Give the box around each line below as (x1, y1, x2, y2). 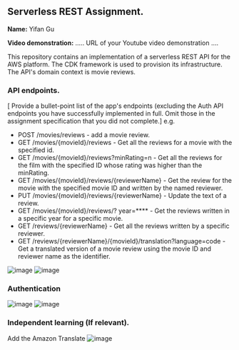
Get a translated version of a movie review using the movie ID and (17, 244, 212, 253)
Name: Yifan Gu (7, 24, 55, 33)
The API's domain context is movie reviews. (7, 67, 136, 76)
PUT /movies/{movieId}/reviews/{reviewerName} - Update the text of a (17, 191, 227, 200)
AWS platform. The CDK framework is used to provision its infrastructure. (7, 60, 223, 69)
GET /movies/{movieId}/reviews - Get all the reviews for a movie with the (17, 139, 233, 147)
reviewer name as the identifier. (17, 252, 111, 261)
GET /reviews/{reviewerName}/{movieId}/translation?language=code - (17, 237, 226, 246)
